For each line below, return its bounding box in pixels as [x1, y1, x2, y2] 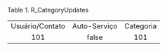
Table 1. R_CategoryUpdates [7, 6, 89, 14]
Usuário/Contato [11, 21, 65, 30]
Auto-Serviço [72, 21, 118, 30]
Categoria [123, 21, 157, 30]
